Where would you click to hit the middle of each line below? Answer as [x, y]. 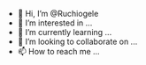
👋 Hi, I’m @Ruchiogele [58, 14]
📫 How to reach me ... [58, 51]
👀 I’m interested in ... [55, 23]
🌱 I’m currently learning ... [65, 32]
